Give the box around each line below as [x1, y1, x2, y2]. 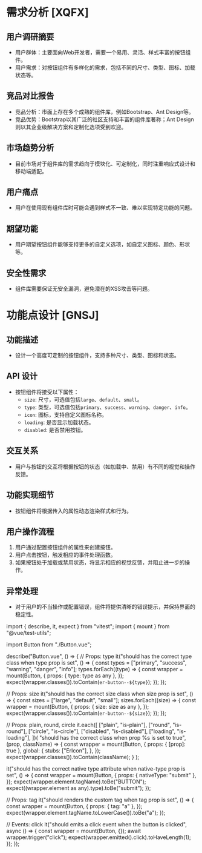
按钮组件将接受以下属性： [15, 388, 79, 396]
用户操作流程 [6, 526, 54, 537]
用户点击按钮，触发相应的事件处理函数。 [15, 551, 116, 559]
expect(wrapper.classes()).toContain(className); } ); [6, 754, 140, 761]
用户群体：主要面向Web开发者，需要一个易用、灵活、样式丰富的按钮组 [15, 49, 191, 56]
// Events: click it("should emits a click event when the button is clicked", [6, 821, 187, 828]
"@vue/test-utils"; [6, 629, 51, 637]
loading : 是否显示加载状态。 [24, 419, 94, 426]
